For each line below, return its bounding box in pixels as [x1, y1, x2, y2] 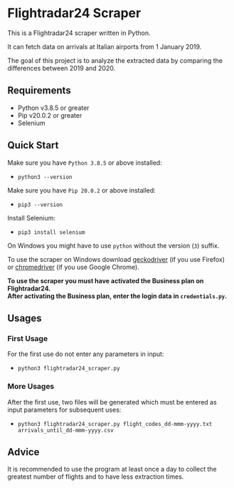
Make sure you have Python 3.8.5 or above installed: [7, 158, 162, 167]
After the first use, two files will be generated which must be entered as [7, 397, 217, 406]
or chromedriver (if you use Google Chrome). [7, 263, 140, 271]
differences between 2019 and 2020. [7, 63, 116, 72]
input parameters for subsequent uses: [7, 405, 122, 414]
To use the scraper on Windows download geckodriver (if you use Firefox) [7, 255, 225, 263]
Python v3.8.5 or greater [17, 103, 90, 112]
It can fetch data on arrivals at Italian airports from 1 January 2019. [7, 42, 202, 51]
